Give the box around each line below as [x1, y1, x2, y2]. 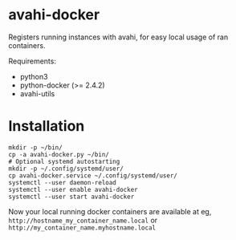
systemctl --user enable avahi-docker [8, 185, 138, 193]
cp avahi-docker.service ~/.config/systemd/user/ [8, 171, 178, 180]
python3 [19, 71, 48, 81]
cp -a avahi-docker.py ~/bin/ [8, 150, 110, 158]
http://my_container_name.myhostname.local [8, 223, 157, 232]
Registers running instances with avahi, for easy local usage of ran [8, 32, 229, 42]
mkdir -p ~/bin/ [8, 143, 63, 152]
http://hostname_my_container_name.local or [8, 215, 158, 225]
